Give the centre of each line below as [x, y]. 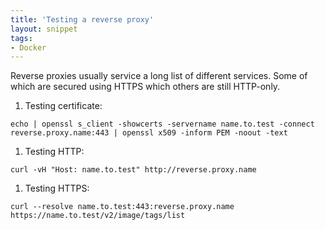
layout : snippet [44, 29]
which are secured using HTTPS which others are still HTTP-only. [145, 87]
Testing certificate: [63, 106]
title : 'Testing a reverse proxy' [82, 19]
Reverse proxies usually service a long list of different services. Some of [159, 76]
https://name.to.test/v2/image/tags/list [98, 216]
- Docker [28, 47]
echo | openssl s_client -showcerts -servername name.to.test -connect [162, 124]
